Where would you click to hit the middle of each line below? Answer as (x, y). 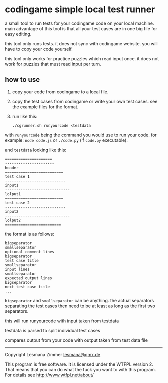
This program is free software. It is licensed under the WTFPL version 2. (79, 364)
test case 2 (17, 203)
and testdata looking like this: (36, 150)
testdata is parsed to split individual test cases (53, 330)
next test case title (28, 287)
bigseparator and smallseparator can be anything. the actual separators (80, 300)
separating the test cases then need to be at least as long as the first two (80, 306)
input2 (12, 211)
